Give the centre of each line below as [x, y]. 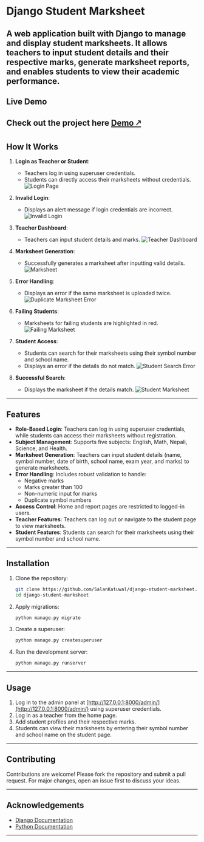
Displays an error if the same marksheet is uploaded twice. [98, 293]
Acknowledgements [45, 805]
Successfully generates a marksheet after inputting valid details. [104, 263]
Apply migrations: [37, 606]
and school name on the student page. [63, 734]
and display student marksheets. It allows [87, 43]
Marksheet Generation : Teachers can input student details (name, [98, 454]
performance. [33, 81]
